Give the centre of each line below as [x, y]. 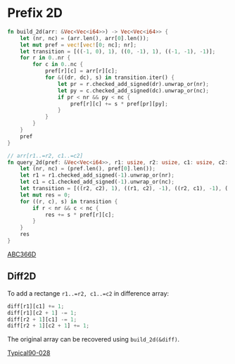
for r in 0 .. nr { [45, 58]
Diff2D [22, 276]
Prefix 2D [35, 13]
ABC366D [22, 254]
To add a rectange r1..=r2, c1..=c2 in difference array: [88, 293]
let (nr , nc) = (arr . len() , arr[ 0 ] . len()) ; [85, 38]
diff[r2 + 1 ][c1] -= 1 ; [42, 319]
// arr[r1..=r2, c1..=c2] [45, 156]
